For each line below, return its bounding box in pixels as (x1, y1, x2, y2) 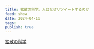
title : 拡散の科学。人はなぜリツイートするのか (5, 7, 90, 12)
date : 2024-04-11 (5, 16, 40, 21)
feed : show (5, 12, 27, 16)
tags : (5, 20, 16, 25)
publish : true (5, 25, 34, 30)
